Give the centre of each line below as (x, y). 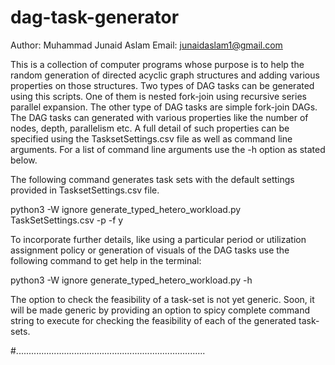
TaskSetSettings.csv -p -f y (67, 220)
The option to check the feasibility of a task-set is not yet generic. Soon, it (162, 299)
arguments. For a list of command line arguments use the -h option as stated (168, 149)
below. (24, 160)
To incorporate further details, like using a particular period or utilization (158, 239)
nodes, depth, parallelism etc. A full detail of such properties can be (150, 128)
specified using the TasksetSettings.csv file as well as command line (151, 138)
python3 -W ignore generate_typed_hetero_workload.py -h (131, 280)
